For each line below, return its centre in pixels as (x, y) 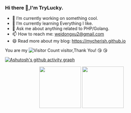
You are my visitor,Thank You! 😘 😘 (56, 50)
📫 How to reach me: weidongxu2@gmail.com (58, 34)
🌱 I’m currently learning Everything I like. (52, 23)
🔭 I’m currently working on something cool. (55, 18)
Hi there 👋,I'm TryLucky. (34, 8)
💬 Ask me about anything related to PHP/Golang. (61, 29)
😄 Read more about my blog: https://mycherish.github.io (69, 41)
